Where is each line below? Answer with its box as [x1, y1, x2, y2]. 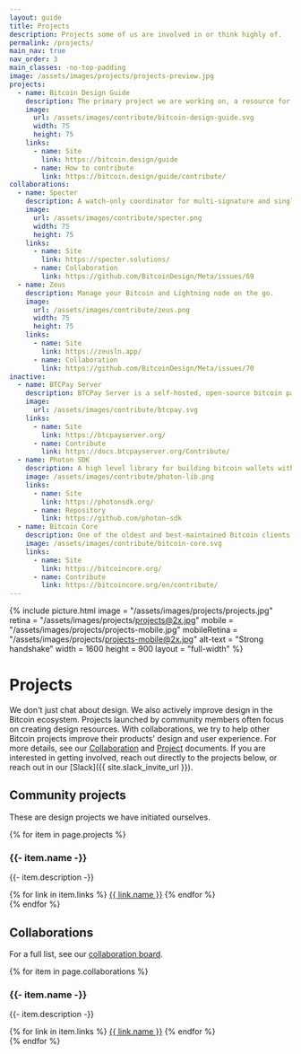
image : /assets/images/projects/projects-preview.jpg [9, 72, 215, 81]
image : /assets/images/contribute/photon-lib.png [25, 472, 215, 481]
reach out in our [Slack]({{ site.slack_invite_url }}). [9, 762, 193, 773]
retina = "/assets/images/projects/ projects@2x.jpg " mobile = [9, 615, 235, 626]
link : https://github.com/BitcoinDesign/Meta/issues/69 [41, 272, 254, 281]
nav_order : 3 [9, 55, 58, 64]
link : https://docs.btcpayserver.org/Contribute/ [41, 447, 230, 456]
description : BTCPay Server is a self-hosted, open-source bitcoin [25, 389, 282, 398]
